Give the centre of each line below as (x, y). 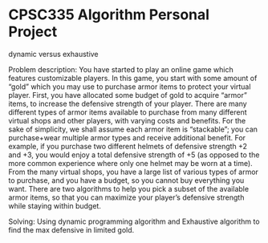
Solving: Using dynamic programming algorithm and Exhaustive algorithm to (134, 221)
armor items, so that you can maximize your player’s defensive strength (126, 197)
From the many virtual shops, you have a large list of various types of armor (134, 172)
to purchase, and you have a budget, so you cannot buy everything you (126, 180)
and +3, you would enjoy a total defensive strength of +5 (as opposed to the (134, 155)
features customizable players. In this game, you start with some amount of (133, 78)
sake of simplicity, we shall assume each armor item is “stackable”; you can (133, 129)
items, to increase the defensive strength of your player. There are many (128, 103)
